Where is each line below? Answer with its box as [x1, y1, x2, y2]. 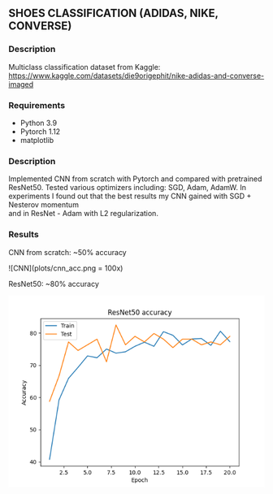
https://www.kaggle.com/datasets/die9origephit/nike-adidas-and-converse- [8, 71, 265, 80]
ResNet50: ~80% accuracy [8, 279, 100, 288]
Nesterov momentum [8, 200, 80, 210]
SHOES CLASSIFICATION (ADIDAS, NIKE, [8, 6, 219, 20]
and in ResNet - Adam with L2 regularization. [8, 209, 158, 219]
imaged [8, 79, 34, 89]
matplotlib [19, 135, 54, 145]
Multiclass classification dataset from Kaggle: [8, 62, 161, 71]
